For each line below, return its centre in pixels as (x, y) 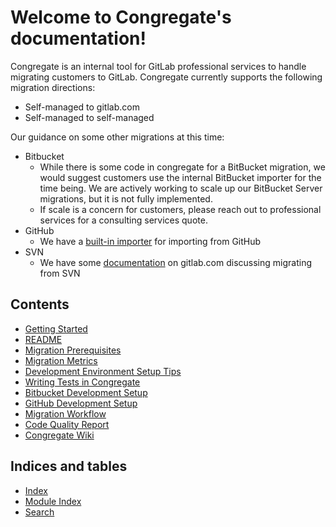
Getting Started (56, 328)
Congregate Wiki (59, 435)
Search (39, 512)
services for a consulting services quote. (123, 220)
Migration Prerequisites (73, 350)
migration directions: (53, 87)
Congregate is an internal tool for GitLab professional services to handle (158, 66)
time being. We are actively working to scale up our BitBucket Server (181, 188)
